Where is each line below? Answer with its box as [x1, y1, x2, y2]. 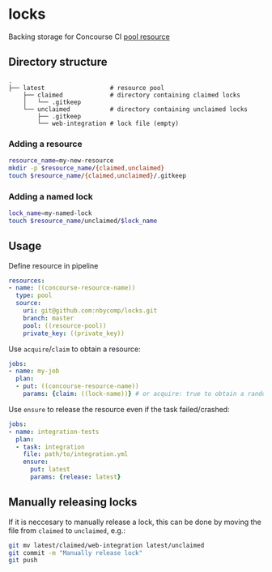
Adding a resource [8, 138, 83, 149]
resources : [8, 277, 45, 285]
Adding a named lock [8, 191, 93, 202]
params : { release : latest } [29, 473, 121, 481]
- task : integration [15, 443, 85, 451]
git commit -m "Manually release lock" [8, 548, 143, 557]
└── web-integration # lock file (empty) [37, 119, 180, 127]
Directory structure [8, 55, 108, 69]
